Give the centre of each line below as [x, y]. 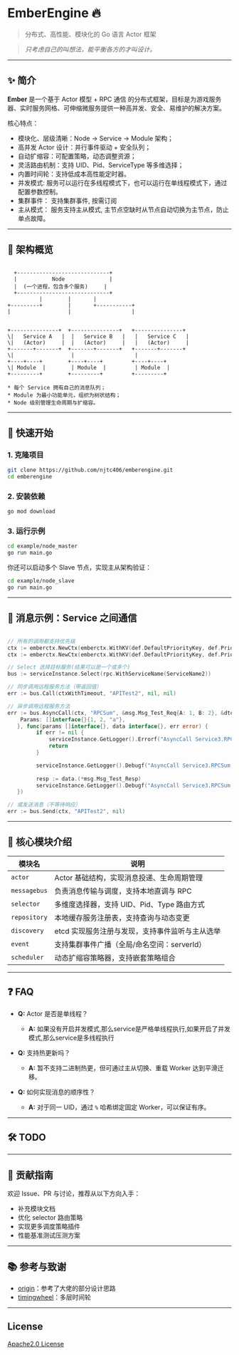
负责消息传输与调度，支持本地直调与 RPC [123, 891]
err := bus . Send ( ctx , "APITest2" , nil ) [67, 812]
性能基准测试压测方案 [49, 1235]
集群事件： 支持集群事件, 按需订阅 [67, 200]
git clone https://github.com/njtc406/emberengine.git [90, 470]
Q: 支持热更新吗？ [44, 1052]
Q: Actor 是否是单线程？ [53, 1013]
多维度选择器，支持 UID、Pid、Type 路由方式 [129, 904]
